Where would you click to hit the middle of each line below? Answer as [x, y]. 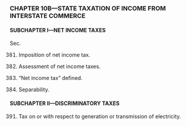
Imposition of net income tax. [54, 55]
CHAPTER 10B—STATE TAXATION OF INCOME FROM [88, 8]
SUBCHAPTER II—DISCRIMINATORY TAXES [65, 103]
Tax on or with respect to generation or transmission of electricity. [100, 116]
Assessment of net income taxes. [59, 66]
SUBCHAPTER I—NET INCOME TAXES [58, 30]
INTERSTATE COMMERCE [48, 16]
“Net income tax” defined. [50, 78]
